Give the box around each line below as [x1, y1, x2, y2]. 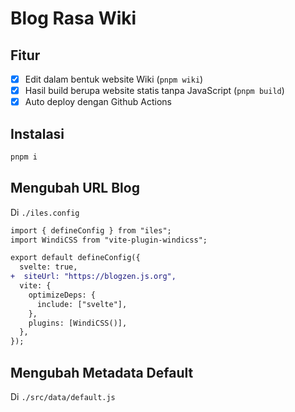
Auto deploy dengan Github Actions [24, 96, 172, 108]
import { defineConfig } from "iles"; [10, 225, 172, 236]
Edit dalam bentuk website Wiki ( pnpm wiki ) [24, 73, 204, 85]
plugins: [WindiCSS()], [28, 318, 128, 328]
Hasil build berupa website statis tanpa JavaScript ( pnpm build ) [24, 85, 285, 97]
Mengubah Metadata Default [10, 364, 194, 381]
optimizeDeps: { [28, 290, 97, 300]
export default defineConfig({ [10, 253, 141, 263]
